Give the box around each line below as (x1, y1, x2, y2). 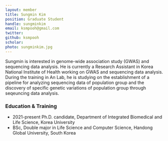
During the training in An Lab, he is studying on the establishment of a (5, 74, 149, 80)
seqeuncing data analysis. (5, 90, 59, 96)
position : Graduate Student (5, 16, 64, 21)
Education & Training (5, 102, 57, 109)
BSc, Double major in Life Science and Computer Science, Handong (12, 124, 153, 130)
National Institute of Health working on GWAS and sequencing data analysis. (5, 68, 163, 75)
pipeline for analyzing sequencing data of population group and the (5, 79, 144, 85)
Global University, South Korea (12, 129, 76, 135)
